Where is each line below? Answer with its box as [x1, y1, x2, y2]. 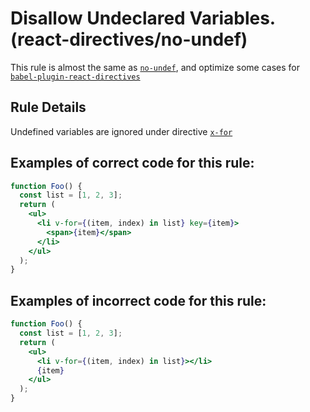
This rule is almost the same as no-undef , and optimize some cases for [10, 61, 300, 73]
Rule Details [10, 99, 87, 116]
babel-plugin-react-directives [10, 72, 141, 82]
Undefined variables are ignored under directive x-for [10, 125, 233, 137]
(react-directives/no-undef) [10, 28, 248, 51]
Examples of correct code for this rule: [10, 155, 255, 172]
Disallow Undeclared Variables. [10, 7, 276, 30]
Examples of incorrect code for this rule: [10, 292, 267, 309]
